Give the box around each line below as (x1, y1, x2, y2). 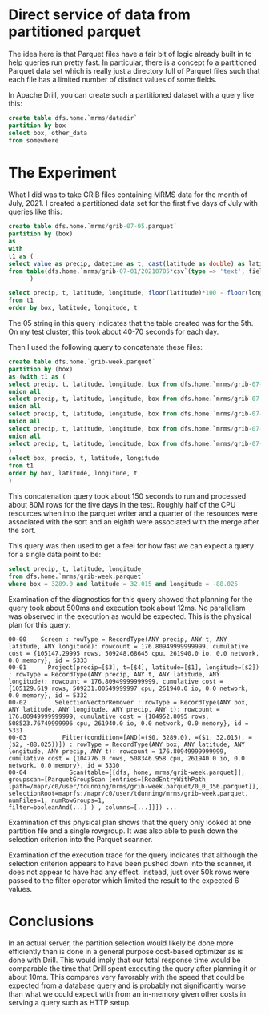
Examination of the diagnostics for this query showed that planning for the (8, 594, 253, 604)
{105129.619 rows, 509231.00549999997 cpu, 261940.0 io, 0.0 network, (8, 684, 249, 692)
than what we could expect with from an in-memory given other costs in (8, 989, 247, 999)
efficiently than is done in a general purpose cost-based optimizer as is (8, 947, 243, 957)
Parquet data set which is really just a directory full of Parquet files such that (8, 66, 260, 75)
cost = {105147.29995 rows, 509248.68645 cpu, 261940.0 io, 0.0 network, (8, 649, 260, 657)
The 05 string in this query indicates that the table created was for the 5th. (8, 319, 254, 327)
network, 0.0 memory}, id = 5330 (8, 761, 120, 769)
